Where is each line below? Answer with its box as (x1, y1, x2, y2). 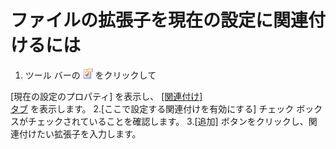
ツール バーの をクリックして (24, 69, 157, 81)
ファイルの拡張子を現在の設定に (10, 9, 274, 32)
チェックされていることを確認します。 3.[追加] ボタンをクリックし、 (27, 115, 309, 127)
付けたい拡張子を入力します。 (18, 127, 142, 140)
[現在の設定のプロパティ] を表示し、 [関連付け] (10, 90, 203, 102)
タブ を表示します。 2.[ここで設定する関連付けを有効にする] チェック (10, 102, 295, 115)
